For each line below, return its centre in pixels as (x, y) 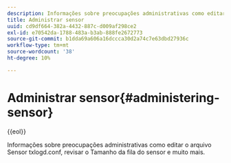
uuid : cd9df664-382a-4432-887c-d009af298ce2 (72, 26)
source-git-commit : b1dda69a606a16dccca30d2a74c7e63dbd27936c (98, 39)
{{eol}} (16, 131)
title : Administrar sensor (46, 20)
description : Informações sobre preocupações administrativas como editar (117, 13)
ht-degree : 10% (29, 58)
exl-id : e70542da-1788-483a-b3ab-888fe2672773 (75, 33)
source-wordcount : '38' (41, 52)
